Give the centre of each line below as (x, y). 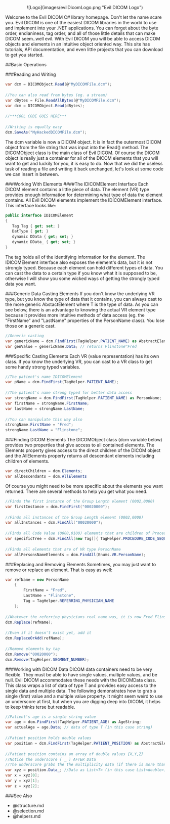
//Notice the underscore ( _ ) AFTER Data (51, 759)
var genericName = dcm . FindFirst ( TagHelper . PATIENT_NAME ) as (71, 341)
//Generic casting (25, 336)
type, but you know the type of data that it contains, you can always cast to (84, 299)
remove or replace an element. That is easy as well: (59, 570)
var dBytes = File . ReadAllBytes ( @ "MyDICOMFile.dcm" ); (63, 100)
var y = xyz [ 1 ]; (22, 781)
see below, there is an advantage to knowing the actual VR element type (80, 309)
